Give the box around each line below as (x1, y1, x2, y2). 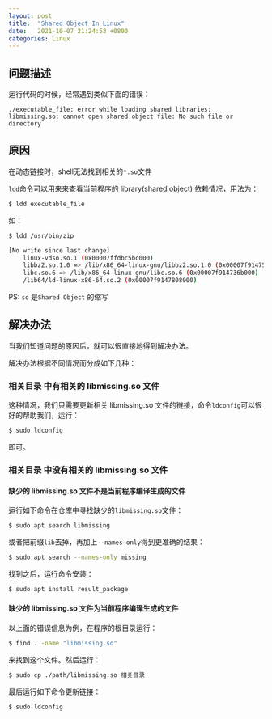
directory (8, 120, 42, 128)
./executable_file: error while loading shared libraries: (8, 106, 212, 114)
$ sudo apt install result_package (8, 585, 129, 593)
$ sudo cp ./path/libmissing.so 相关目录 (8, 670, 146, 679)
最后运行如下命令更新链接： (8, 687, 101, 696)
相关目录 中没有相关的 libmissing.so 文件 (8, 464, 168, 476)
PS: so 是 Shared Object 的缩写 (8, 292, 109, 302)
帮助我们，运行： (22, 410, 79, 421)
